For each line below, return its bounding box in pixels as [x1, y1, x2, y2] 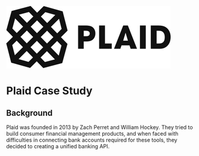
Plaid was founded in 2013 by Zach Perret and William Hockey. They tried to [6, 124, 193, 131]
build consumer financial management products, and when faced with [6, 130, 179, 137]
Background [6, 108, 53, 118]
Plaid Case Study [6, 84, 93, 98]
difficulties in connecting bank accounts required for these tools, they [6, 136, 177, 143]
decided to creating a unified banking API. [6, 143, 110, 149]
